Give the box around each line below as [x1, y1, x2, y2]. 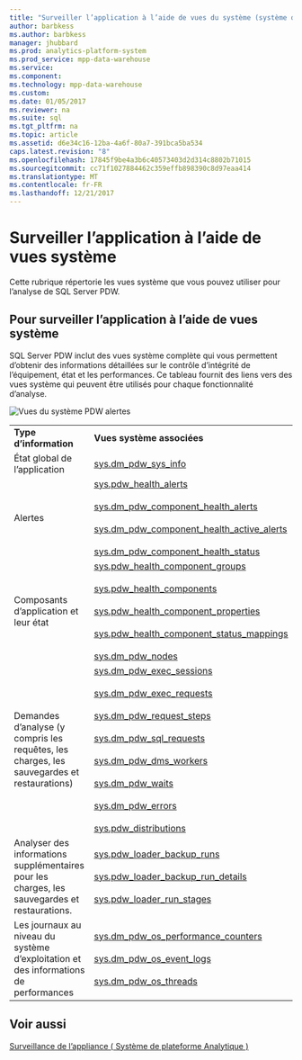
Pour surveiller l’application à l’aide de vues [9, 312, 259, 328]
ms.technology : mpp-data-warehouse [9, 80, 143, 89]
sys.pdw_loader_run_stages [93, 893, 212, 905]
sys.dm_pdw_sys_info [93, 457, 187, 470]
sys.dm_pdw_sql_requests [93, 732, 205, 744]
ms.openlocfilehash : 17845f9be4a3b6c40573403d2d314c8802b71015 [9, 155, 252, 165]
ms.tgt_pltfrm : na [9, 122, 78, 131]
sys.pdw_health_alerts [93, 478, 189, 490]
